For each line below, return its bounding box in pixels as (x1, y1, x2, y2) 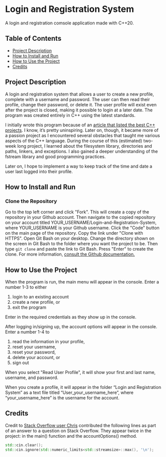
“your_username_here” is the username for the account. (5, 395, 120, 401)
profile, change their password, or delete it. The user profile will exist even (5, 101, 157, 107)
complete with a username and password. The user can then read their (5, 96, 150, 102)
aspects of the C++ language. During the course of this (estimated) (5, 138, 143, 144)
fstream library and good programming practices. (5, 153, 106, 160)
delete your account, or (12, 355, 60, 361)
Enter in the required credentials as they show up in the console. (5, 314, 137, 320)
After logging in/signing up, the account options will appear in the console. (5, 324, 158, 330)
